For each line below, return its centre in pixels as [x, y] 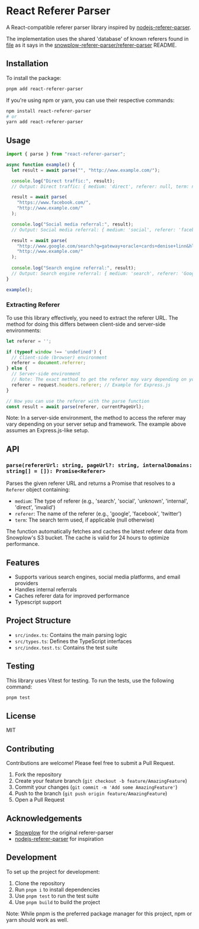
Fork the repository [38, 774]
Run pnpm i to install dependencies [57, 889]
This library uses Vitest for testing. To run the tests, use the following [90, 680]
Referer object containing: [38, 490]
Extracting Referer [33, 305]
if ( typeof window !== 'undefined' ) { [54, 352]
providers [26, 583]
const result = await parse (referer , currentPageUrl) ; [75, 407]
